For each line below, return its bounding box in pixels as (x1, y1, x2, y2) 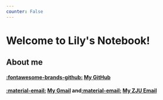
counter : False (6, 8, 44, 15)
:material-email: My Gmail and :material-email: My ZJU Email (6, 87, 157, 94)
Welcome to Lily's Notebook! (6, 34, 150, 47)
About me (6, 57, 43, 68)
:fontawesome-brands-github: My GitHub (6, 74, 111, 81)
